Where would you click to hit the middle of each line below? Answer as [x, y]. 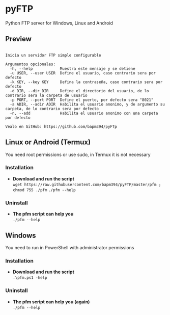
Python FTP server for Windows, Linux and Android [59, 23]
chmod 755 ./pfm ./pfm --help [44, 190]
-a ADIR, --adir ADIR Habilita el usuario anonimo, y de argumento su [88, 104]
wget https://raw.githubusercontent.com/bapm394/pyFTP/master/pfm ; [87, 185]
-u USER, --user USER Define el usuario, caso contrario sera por [83, 73]
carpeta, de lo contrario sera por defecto [52, 109]
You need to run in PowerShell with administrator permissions [70, 247]
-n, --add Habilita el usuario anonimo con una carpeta [84, 113]
